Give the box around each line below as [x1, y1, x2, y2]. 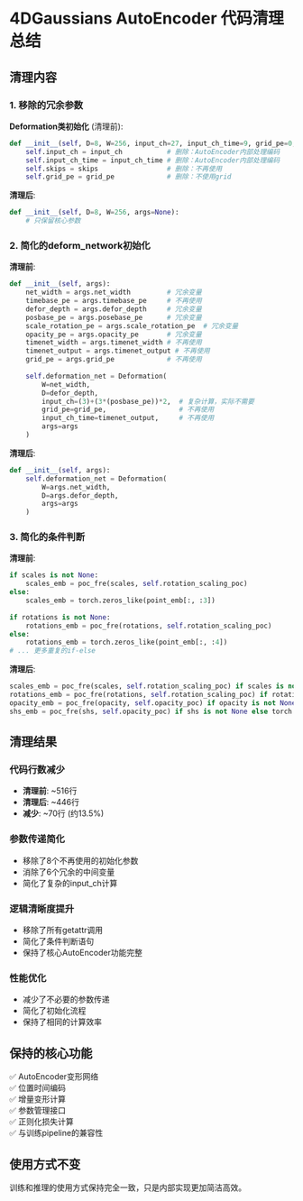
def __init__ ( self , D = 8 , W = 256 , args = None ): [9, 208, 179, 217]
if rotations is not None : [9, 612, 111, 622]
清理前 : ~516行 [22, 785, 78, 796]
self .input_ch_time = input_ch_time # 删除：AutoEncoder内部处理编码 [25, 155, 280, 165]
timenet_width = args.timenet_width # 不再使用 [25, 338, 203, 347]
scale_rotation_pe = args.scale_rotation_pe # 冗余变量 [25, 321, 239, 330]
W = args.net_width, [41, 482, 111, 491]
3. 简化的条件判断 [9, 531, 86, 544]
